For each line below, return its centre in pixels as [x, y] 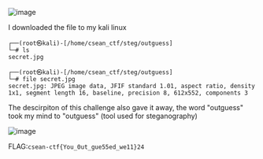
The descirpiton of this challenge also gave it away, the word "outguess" [126, 107]
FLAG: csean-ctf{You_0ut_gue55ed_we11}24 [76, 146]
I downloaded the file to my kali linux [68, 27]
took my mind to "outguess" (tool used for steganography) [103, 116]
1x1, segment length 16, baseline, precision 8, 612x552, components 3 [128, 93]
